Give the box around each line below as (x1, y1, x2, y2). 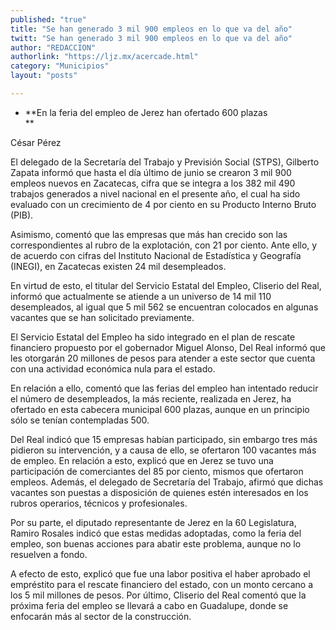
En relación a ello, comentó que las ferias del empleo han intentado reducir (10, 382, 319, 394)
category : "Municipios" (10, 61, 110, 71)
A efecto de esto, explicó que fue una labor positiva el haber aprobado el (10, 567, 311, 580)
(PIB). (10, 209, 34, 221)
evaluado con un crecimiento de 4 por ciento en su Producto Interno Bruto (10, 198, 317, 210)
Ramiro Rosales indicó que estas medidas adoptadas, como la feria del (10, 527, 302, 539)
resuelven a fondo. (10, 548, 88, 560)
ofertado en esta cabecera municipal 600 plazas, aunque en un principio (10, 403, 310, 415)
